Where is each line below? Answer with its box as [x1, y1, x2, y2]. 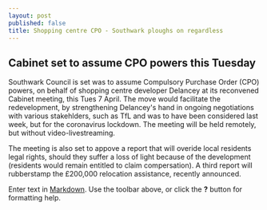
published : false [8, 19, 66, 27]
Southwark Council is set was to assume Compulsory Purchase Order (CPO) [8, 77, 260, 87]
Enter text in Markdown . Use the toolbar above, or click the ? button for [8, 184, 242, 194]
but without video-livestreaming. [8, 129, 116, 138]
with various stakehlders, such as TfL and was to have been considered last [8, 111, 258, 121]
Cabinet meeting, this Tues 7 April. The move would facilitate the [8, 94, 221, 104]
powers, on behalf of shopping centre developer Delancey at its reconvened [8, 85, 260, 96]
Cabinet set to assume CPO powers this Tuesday [8, 56, 256, 69]
